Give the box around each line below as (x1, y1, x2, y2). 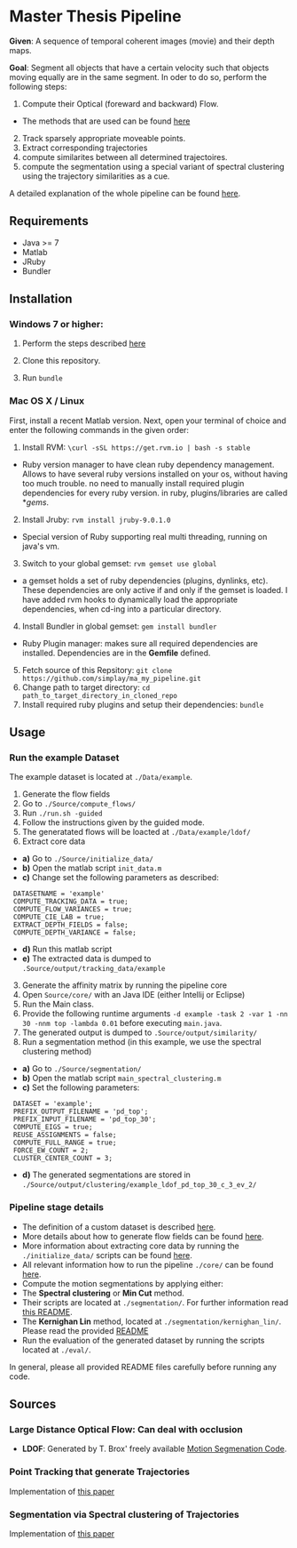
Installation (9, 292, 73, 307)
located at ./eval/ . (21, 1344, 91, 1355)
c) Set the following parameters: (21, 1082, 140, 1093)
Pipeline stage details (9, 1201, 105, 1214)
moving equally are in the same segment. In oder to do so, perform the (9, 71, 268, 82)
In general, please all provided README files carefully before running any (9, 1361, 277, 1372)
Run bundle (21, 373, 64, 383)
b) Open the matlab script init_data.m (21, 862, 162, 873)
